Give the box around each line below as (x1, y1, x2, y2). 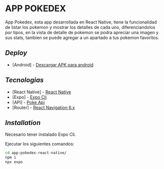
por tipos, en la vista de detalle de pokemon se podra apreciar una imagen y (5, 29, 159, 35)
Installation (5, 118, 41, 127)
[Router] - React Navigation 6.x (12, 105, 75, 110)
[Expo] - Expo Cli (12, 94, 47, 100)
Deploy (5, 49, 27, 57)
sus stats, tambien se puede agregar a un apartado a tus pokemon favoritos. (5, 35, 159, 41)
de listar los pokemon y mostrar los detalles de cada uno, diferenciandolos (5, 24, 156, 30)
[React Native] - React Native (12, 89, 71, 95)
